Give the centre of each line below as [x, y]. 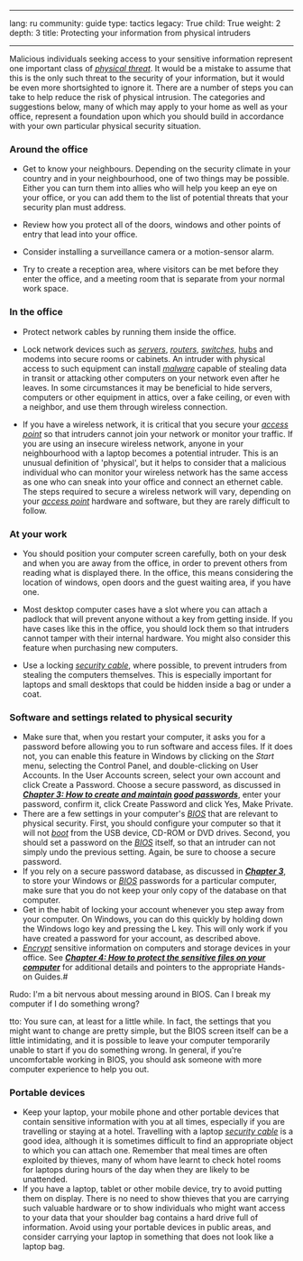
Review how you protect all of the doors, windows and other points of [151, 225]
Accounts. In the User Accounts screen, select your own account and [151, 775]
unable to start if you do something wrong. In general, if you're [125, 1050]
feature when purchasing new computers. [100, 647]
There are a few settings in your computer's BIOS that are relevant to [150, 814]
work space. [46, 289]
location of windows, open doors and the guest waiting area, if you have [156, 582]
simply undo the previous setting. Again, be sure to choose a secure [149, 852]
